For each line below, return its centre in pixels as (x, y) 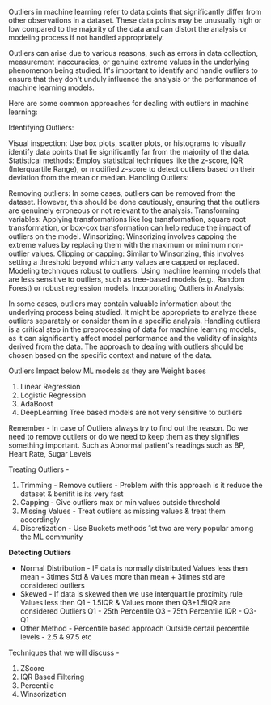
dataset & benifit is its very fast (72, 494)
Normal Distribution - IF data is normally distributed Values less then (134, 568)
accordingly (40, 520)
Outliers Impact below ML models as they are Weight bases (107, 371)
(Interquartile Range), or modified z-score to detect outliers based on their (132, 169)
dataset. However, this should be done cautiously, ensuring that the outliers (134, 202)
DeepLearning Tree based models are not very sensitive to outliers (131, 412)
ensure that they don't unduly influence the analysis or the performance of (133, 79)
